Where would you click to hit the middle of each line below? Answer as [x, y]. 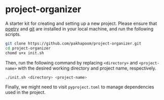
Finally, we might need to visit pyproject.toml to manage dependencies [80, 87]
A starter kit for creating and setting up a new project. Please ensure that [81, 23]
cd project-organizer [28, 48]
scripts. [13, 34]
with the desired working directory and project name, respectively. [87, 68]
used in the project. [26, 92]
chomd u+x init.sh [25, 53]
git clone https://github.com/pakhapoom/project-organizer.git [73, 43]
